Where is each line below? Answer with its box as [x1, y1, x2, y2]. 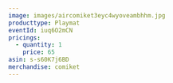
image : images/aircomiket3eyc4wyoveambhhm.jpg [8, 11, 166, 20]
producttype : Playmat [8, 19, 81, 27]
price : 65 [22, 48, 56, 56]
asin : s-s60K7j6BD [8, 56, 69, 64]
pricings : [8, 33, 41, 42]
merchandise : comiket [8, 63, 81, 71]
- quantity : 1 [15, 41, 62, 49]
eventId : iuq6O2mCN [8, 26, 73, 34]
